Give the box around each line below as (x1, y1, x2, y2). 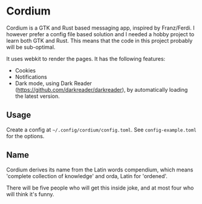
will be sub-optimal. (6, 43, 56, 51)
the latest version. (15, 92, 60, 100)
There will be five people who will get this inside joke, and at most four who (6, 184, 194, 191)
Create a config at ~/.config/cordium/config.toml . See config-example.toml (6, 126, 197, 133)
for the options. (6, 132, 45, 139)
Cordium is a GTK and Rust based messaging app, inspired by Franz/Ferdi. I (6, 24, 195, 31)
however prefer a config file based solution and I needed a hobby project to (6, 30, 195, 37)
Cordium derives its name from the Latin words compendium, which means (6, 166, 194, 173)
